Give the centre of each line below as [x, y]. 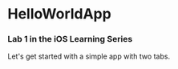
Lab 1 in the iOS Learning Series [70, 39]
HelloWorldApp [59, 14]
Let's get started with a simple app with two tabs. [89, 56]
